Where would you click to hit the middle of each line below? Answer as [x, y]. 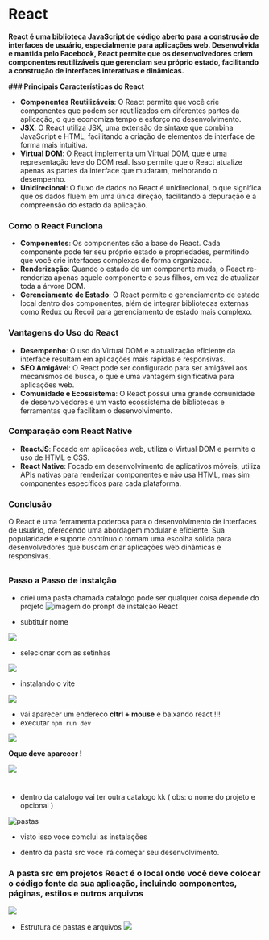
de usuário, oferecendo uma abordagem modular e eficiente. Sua [117, 530]
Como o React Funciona [56, 225]
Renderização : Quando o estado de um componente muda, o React [132, 269]
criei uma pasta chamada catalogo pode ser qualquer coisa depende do [139, 597]
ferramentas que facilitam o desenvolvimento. [96, 410]
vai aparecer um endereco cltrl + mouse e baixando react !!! [120, 714]
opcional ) [37, 806]
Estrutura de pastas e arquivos [71, 927]
